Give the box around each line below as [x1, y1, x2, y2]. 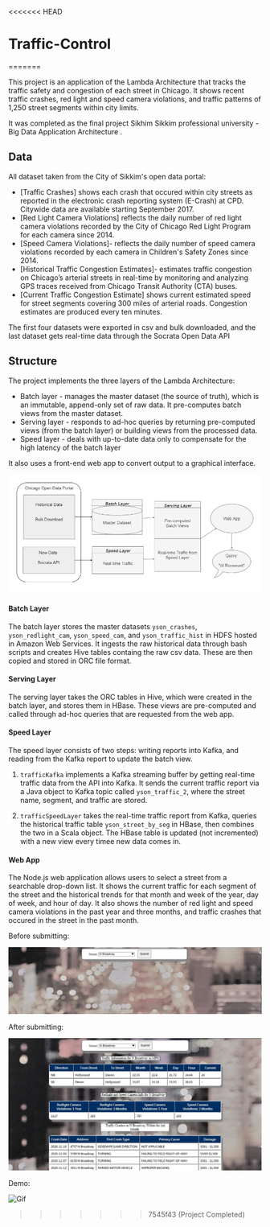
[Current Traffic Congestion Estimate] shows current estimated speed [19, 290, 252, 299]
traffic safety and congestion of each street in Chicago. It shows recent [8, 85, 245, 95]
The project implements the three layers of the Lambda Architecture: [8, 376, 235, 385]
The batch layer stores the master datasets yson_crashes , [8, 621, 198, 631]
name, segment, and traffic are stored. [19, 795, 148, 805]
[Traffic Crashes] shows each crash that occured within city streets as [19, 187, 253, 196]
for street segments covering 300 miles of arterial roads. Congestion [19, 298, 247, 308]
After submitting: [8, 1022, 64, 1031]
